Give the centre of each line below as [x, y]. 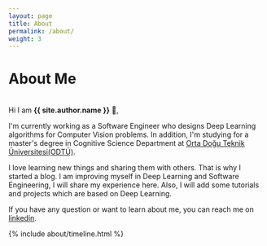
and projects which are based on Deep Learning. [90, 194]
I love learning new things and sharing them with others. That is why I [125, 168]
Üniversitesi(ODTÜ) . [42, 152]
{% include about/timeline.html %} [66, 234]
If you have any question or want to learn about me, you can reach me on [131, 209]
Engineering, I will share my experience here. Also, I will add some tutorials [134, 185]
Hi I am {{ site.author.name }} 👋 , [63, 110]
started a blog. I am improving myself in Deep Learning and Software [124, 177]
